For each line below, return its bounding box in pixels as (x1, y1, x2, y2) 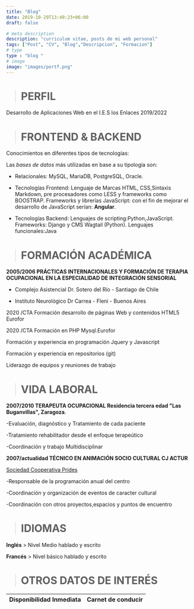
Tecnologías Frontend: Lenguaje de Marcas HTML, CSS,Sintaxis (14, 184, 171, 191)
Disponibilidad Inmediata (9, 595, 81, 604)
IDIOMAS (20, 522, 67, 535)
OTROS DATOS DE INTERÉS (20, 574, 158, 588)
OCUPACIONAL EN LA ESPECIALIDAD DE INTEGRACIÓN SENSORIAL (6, 275, 177, 282)
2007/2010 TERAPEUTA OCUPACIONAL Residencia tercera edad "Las (6, 402, 182, 409)
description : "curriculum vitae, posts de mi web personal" (6, 36, 158, 42)
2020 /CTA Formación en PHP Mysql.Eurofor (6, 327, 116, 334)
